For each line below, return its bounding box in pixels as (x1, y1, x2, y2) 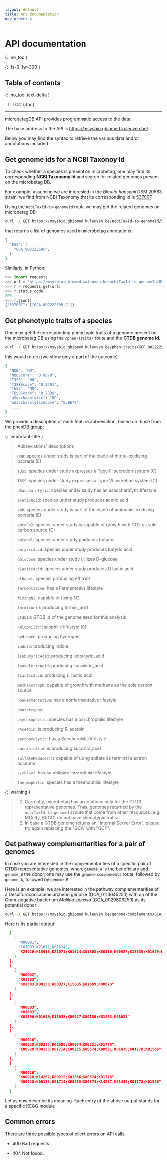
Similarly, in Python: (5, 265, 46, 271)
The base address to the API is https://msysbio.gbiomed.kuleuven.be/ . (5, 126, 150, 132)
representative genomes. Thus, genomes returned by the (24, 804, 142, 810)
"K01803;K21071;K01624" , (18, 944, 70, 949)
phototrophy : (17, 706, 44, 712)
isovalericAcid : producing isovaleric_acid (17, 662, 104, 668)
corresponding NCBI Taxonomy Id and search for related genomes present (5, 173, 159, 180)
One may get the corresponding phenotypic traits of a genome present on (5, 330, 157, 336)
